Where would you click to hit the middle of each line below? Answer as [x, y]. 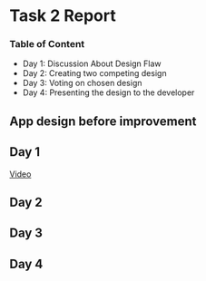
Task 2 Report [63, 16]
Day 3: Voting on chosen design [82, 83]
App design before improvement [103, 121]
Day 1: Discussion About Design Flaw [92, 63]
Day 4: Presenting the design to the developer [108, 92]
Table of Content [47, 44]
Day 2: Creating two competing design [94, 73]
